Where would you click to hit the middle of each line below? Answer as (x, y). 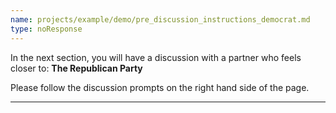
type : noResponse (46, 29)
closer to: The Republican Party (76, 68)
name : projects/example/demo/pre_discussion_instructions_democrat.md (160, 19)
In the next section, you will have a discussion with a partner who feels (156, 57)
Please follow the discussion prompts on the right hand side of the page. (160, 87)
